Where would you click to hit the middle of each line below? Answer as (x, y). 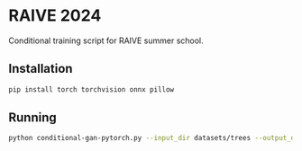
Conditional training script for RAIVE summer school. (106, 40)
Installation (41, 69)
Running (33, 118)
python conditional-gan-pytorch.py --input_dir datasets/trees (130, 138)
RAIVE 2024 (55, 16)
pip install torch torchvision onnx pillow (92, 89)
